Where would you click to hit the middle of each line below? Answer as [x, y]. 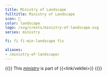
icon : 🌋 [13, 19]
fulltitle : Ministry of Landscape [40, 14]
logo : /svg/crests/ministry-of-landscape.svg [52, 28]
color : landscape [23, 23]
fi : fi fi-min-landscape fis [35, 41]
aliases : [14, 50]
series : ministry [23, 32]
